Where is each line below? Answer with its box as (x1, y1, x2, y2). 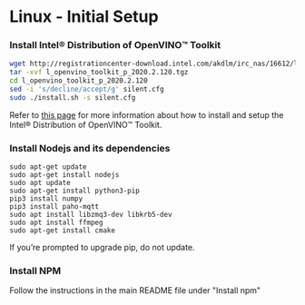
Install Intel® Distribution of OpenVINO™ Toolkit (9, 39, 221, 52)
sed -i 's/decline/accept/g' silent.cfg (9, 84, 165, 94)
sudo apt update (9, 179, 71, 188)
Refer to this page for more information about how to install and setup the (9, 109, 284, 120)
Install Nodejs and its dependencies (9, 142, 171, 154)
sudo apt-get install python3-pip (9, 186, 141, 196)
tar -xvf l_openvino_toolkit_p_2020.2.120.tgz (9, 68, 189, 77)
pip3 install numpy (9, 194, 84, 203)
